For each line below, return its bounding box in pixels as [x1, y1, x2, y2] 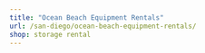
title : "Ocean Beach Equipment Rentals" [9, 13, 165, 22]
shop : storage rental [9, 30, 92, 39]
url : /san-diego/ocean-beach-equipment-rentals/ [9, 22, 197, 31]
